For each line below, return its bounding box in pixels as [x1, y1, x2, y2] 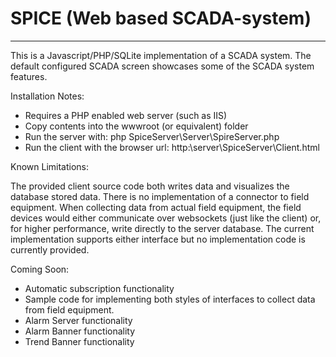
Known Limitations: [10, 160, 90, 172]
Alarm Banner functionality [24, 325, 136, 337]
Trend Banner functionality [24, 335, 135, 347]
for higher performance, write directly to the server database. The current [10, 222, 315, 234]
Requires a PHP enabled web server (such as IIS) [24, 109, 228, 121]
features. [10, 70, 48, 82]
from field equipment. [24, 303, 115, 316]
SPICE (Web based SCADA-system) [10, 7, 312, 30]
